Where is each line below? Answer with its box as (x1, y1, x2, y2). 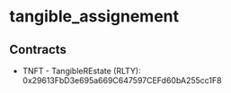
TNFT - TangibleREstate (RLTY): (22, 65, 141, 76)
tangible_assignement (9, 6, 180, 27)
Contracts (9, 42, 67, 57)
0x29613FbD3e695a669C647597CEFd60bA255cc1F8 (22, 75, 222, 86)
